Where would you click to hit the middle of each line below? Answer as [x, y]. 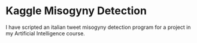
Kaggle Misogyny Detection [76, 11]
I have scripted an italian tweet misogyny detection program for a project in [98, 27]
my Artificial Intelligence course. [45, 33]
